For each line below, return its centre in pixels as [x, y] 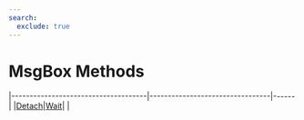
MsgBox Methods [76, 71]
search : [23, 18]
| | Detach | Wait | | [39, 106]
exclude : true [43, 26]
